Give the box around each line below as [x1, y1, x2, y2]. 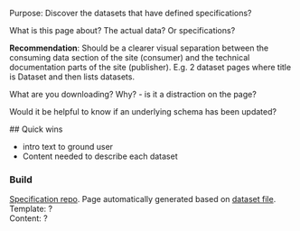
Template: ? [9, 203, 52, 215]
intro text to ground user [22, 142, 114, 152]
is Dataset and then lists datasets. [9, 71, 136, 82]
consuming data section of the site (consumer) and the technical [9, 52, 250, 62]
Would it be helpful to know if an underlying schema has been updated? [9, 106, 277, 116]
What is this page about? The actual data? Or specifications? [9, 25, 236, 35]
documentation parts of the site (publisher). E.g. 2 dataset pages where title [9, 62, 292, 72]
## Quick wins [9, 124, 63, 134]
